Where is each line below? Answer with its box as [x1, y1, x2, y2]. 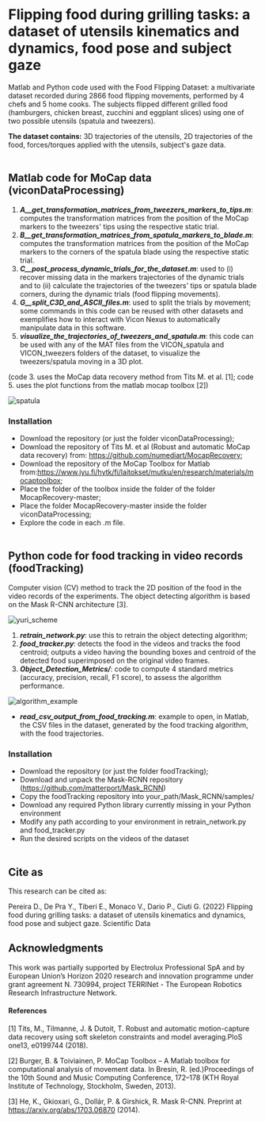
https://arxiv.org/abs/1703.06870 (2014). [8, 1105, 141, 1114]
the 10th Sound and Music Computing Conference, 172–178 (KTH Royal [8, 1073, 240, 1082]
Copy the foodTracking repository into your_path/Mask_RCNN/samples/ [19, 792, 255, 801]
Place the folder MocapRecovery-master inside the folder [19, 501, 207, 511]
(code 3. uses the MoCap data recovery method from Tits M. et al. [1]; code [8, 371, 255, 382]
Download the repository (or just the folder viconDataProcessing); [19, 434, 235, 444]
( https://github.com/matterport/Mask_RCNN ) [19, 783, 166, 793]
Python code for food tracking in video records [8, 549, 244, 563]
